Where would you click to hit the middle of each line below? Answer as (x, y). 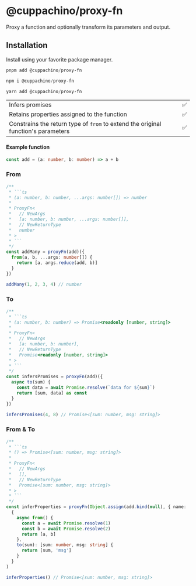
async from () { (35, 518)
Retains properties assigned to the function (68, 114)
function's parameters (39, 131)
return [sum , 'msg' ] (46, 551)
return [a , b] (39, 534)
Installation (27, 45)
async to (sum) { (31, 382)
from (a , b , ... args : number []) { (52, 258)
